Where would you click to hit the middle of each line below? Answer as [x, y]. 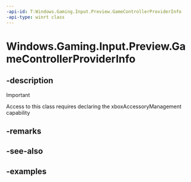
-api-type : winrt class [36, 17]
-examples [26, 171]
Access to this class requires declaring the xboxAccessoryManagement [94, 106]
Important [18, 95]
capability [18, 112]
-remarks [24, 131]
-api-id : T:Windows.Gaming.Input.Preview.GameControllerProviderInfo [94, 12]
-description [30, 81]
